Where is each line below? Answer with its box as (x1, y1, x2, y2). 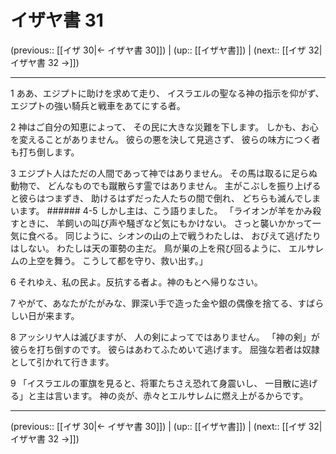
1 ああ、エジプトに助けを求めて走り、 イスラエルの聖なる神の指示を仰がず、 (10, 87, 325, 99)
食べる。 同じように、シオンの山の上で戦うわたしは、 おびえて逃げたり (27, 229, 322, 241)
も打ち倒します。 (10, 146, 80, 158)
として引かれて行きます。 (10, 356, 115, 368)
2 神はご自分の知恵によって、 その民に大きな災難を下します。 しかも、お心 (10, 121, 319, 133)
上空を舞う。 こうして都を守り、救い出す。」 (27, 254, 208, 266)
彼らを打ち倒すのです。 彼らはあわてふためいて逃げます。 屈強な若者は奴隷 (10, 343, 320, 355)
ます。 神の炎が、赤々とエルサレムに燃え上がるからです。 (71, 389, 309, 401)
